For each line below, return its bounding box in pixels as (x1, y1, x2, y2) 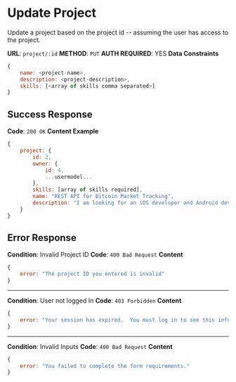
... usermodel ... (44, 173, 93, 180)
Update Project (7, 5, 97, 21)
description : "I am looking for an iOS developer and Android (32, 199, 218, 206)
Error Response (7, 232, 77, 244)
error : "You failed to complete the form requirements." (20, 362, 190, 369)
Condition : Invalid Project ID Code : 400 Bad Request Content (7, 251, 183, 259)
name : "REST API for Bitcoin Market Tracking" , (32, 193, 174, 200)
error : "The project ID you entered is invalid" (20, 270, 165, 278)
